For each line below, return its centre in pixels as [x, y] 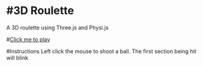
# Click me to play [28, 39]
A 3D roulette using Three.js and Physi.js [57, 28]
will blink [17, 57]
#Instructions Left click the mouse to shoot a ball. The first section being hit [102, 51]
